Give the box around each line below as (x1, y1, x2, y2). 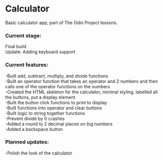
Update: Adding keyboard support (5, 49, 75, 55)
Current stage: (5, 32, 41, 39)
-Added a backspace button (5, 126, 63, 132)
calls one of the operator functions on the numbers (5, 83, 110, 89)
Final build (5, 44, 26, 50)
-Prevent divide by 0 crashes (5, 115, 65, 121)
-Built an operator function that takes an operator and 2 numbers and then (5, 78, 158, 84)
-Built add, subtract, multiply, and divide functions (5, 73, 108, 79)
